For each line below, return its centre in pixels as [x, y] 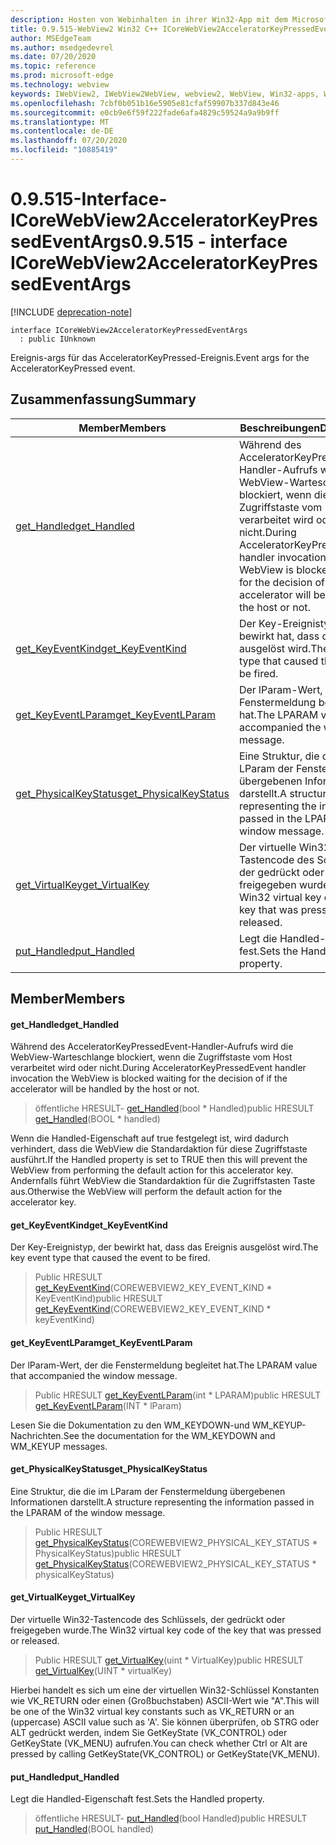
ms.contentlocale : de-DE [62, 131]
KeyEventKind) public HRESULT [98, 1298]
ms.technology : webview [60, 85]
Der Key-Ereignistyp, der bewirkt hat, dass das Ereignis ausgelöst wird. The [164, 1247]
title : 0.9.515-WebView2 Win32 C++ [84, 29]
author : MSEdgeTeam [51, 38]
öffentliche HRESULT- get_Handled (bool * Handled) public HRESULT [174, 1108]
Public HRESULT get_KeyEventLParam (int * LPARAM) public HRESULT [178, 1395]
